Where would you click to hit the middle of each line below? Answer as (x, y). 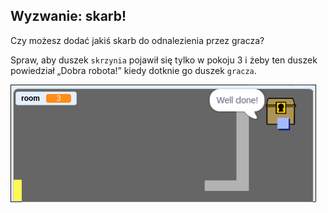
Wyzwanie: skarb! (68, 16)
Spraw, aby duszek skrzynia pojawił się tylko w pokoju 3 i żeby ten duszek (164, 60)
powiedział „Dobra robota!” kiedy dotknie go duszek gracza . (133, 70)
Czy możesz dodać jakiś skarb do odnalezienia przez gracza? (137, 40)
